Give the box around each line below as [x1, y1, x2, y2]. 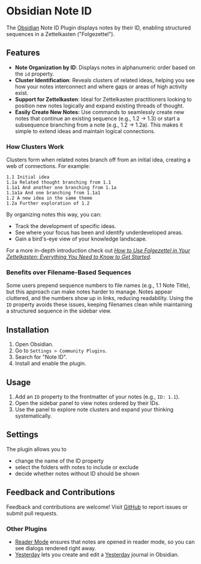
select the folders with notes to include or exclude [14, 463, 139, 470]
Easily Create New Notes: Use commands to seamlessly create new [14, 108, 185, 115]
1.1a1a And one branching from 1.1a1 [6, 190, 101, 196]
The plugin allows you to [6, 445, 67, 452]
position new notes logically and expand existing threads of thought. [14, 102, 184, 109]
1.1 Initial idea [6, 174, 50, 181]
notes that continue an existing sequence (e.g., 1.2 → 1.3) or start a [14, 115, 180, 122]
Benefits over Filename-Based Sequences [6, 268, 132, 277]
